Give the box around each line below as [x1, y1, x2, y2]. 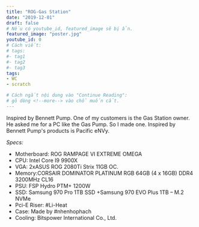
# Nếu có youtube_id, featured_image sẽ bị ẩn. [6, 25, 133, 32]
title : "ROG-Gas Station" [6, 8, 71, 15]
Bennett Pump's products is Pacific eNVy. [6, 127, 110, 134]
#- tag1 [6, 53, 26, 59]
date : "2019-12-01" [6, 14, 55, 20]
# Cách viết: [6, 43, 42, 49]
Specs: [6, 139, 24, 146]
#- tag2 [6, 59, 26, 65]
